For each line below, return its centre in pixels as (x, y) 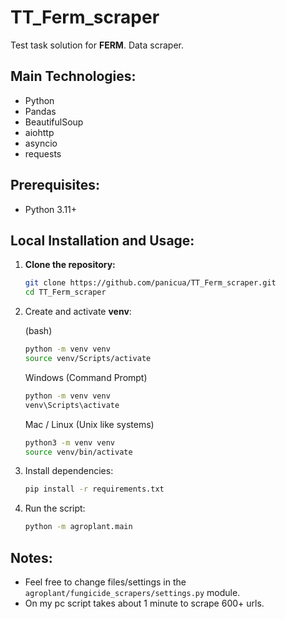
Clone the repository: (70, 265)
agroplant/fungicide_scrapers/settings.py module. (132, 592)
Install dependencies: (69, 471)
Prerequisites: (55, 185)
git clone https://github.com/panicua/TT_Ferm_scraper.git (150, 283)
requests (43, 153)
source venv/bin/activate (78, 452)
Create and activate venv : (78, 312)
